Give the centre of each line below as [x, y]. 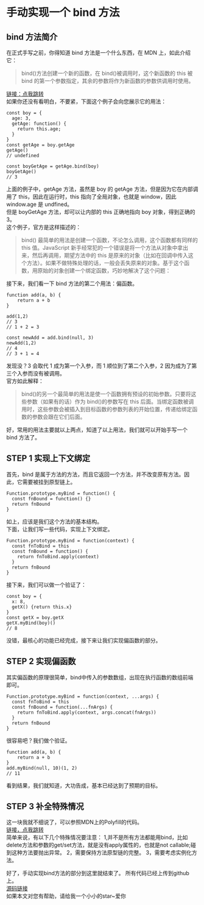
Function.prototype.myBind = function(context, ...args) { [83, 696]
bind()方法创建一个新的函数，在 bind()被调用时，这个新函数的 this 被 [107, 73]
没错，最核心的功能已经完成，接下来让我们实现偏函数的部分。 [84, 640]
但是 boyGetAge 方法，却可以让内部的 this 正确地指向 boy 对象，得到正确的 [101, 212]
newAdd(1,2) [21, 343]
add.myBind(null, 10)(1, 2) [42, 768]
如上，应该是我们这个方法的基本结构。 [54, 521]
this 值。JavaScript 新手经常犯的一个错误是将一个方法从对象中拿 [102, 248]
